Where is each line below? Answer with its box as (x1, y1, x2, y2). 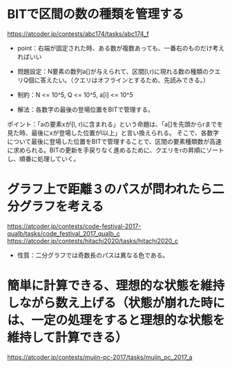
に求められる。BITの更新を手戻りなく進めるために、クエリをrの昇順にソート (7, 146, 224, 154)
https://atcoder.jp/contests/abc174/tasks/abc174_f (7, 29, 150, 38)
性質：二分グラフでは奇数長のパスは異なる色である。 (17, 250, 169, 259)
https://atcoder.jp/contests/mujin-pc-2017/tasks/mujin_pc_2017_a (7, 353, 193, 361)
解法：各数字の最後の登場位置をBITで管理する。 (17, 105, 154, 113)
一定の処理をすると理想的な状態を (31, 313, 226, 329)
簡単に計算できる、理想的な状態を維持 (7, 278, 225, 294)
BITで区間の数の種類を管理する (7, 6, 184, 22)
